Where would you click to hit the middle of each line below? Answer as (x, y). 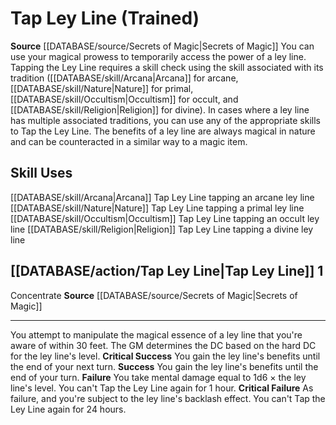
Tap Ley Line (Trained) (105, 18)
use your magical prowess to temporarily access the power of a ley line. (158, 56)
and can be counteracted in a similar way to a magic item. (129, 141)
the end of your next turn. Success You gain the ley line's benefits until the (164, 366)
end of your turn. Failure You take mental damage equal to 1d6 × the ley (158, 377)
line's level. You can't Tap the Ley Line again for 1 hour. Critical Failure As (162, 388)
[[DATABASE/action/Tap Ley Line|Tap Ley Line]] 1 (167, 271)
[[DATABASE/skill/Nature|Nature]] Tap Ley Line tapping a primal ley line (157, 208)
